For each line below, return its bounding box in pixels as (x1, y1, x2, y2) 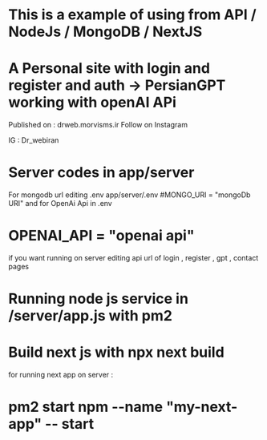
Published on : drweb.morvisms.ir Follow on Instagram (8, 120, 188, 130)
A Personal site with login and (8, 59, 211, 78)
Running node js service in (8, 290, 188, 308)
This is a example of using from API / (8, 6, 257, 24)
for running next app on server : (8, 370, 114, 380)
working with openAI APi (8, 94, 176, 111)
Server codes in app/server (8, 163, 195, 182)
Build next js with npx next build (8, 343, 225, 361)
